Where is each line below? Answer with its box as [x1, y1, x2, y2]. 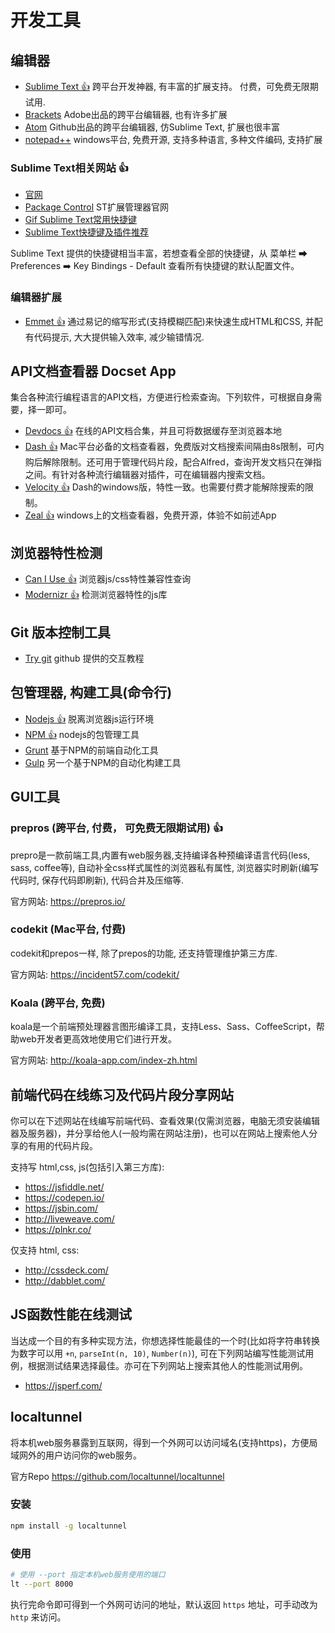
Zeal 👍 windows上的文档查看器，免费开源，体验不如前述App [24, 509, 277, 521]
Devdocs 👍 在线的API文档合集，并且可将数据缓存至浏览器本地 [24, 425, 282, 437]
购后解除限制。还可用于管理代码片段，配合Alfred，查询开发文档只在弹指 [24, 456, 322, 468]
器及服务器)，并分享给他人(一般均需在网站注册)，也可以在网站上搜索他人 [10, 1127, 310, 1139]
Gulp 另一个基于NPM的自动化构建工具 [24, 756, 182, 768]
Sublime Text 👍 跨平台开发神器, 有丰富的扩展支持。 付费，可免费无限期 [24, 81, 319, 92]
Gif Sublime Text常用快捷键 [24, 214, 138, 226]
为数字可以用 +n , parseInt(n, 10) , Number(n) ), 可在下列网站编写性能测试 [10, 1347, 306, 1359]
